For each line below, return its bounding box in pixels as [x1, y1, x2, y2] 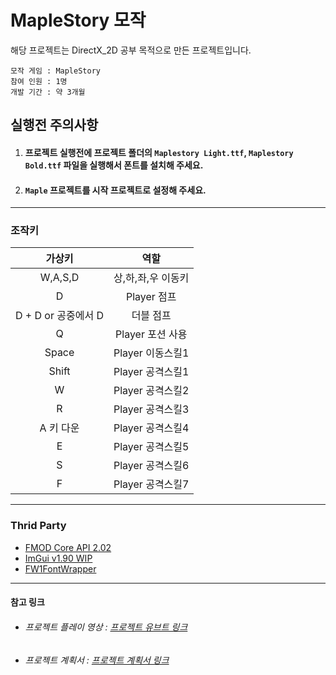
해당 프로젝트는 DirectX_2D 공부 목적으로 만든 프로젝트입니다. [10, 44, 252, 56]
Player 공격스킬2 [113, 384, 190, 398]
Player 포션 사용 [115, 327, 188, 341]
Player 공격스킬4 [113, 421, 190, 435]
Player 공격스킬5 [113, 440, 190, 454]
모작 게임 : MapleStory [10, 66, 101, 76]
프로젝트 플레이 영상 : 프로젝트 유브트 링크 [24, 621, 188, 633]
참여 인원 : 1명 [10, 76, 68, 86]
